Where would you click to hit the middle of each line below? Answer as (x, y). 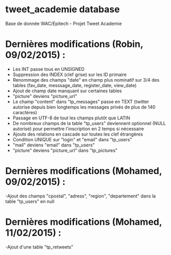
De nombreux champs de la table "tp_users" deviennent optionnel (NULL (89, 123)
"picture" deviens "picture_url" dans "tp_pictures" (65, 150)
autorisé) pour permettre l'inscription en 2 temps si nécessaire (78, 129)
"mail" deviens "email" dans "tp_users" (54, 145)
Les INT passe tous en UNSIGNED (48, 69)
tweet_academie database (63, 9)
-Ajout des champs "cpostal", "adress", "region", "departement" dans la (81, 196)
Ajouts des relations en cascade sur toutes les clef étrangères (78, 134)
